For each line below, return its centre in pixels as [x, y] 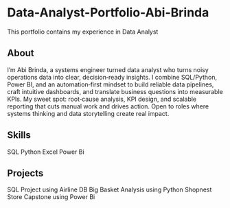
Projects [25, 173]
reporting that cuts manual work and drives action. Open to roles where [108, 106]
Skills [19, 135]
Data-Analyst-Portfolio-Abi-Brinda [108, 13]
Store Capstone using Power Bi [51, 197]
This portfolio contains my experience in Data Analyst [83, 32]
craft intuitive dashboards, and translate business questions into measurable [115, 91]
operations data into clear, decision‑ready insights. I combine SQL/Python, [112, 77]
